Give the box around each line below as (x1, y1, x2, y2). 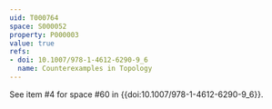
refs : (9, 47, 30, 56)
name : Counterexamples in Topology (17, 64, 153, 74)
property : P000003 (9, 30, 79, 39)
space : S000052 (9, 22, 67, 31)
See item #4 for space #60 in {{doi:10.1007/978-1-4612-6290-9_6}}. (9, 88, 264, 100)
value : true (9, 38, 55, 48)
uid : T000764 (9, 13, 59, 23)
